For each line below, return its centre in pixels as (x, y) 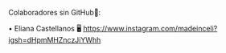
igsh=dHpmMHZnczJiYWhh (55, 40)
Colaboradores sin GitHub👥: (55, 12)
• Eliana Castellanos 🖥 (45, 29)
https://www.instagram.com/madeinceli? (150, 29)
